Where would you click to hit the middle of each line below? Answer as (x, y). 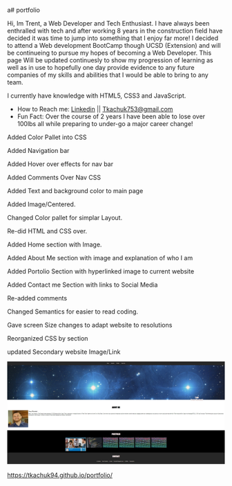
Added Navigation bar (38, 151)
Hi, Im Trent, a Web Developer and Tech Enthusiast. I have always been (108, 23)
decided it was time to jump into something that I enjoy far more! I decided (113, 38)
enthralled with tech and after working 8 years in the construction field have (115, 31)
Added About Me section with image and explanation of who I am (100, 258)
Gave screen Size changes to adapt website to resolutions (90, 325)
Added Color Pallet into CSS (47, 137)
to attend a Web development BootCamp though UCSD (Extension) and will (114, 45)
